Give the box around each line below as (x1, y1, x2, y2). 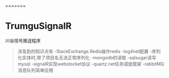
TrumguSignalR (5, 21, 72, 32)
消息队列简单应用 (17, 67, 53, 73)
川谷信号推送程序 (5, 37, 41, 43)
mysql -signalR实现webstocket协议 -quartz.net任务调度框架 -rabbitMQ (17, 61, 164, 67)
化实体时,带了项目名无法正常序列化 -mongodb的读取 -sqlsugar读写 (17, 54, 156, 60)
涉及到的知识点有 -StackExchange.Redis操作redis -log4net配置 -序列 (17, 48, 161, 54)
